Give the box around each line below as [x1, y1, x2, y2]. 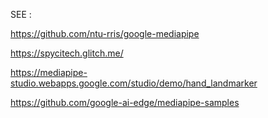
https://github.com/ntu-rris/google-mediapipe [10, 28, 200, 39]
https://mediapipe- [10, 67, 88, 78]
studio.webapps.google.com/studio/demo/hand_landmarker [10, 77, 258, 89]
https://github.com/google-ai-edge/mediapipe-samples [10, 97, 240, 108]
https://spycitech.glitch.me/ [10, 47, 124, 59]
